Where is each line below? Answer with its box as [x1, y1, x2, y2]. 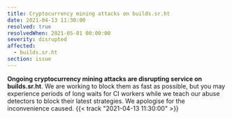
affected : [7, 42, 36, 49]
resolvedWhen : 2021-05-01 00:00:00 [7, 29, 111, 37]
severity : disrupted [7, 36, 68, 43]
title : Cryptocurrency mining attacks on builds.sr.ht [7, 10, 171, 17]
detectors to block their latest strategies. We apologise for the [7, 97, 185, 105]
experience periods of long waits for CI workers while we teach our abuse [7, 89, 220, 97]
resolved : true [7, 23, 52, 30]
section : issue [7, 56, 52, 63]
